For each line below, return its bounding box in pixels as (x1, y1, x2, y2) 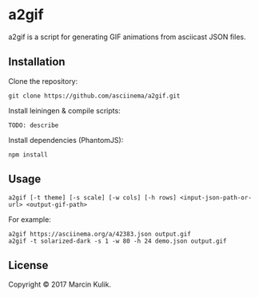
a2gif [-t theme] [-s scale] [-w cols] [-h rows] (8, 193, 177, 201)
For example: (8, 214, 52, 224)
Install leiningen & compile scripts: (8, 105, 122, 115)
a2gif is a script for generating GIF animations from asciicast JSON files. (8, 32, 246, 42)
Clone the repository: (8, 76, 78, 85)
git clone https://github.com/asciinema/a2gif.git (8, 92, 181, 100)
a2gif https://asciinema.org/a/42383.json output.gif (8, 230, 192, 238)
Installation (8, 55, 66, 69)
